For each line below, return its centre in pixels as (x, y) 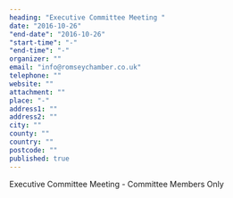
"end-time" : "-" (39, 51)
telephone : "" (36, 76)
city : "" (25, 126)
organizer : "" (36, 59)
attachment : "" (37, 92)
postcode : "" (33, 150)
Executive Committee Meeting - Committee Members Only (117, 184)
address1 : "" (33, 109)
